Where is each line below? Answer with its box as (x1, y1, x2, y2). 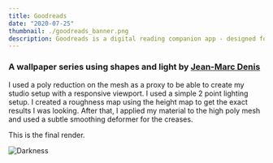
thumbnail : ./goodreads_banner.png (8, 27, 129, 35)
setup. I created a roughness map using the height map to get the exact (8, 97, 248, 106)
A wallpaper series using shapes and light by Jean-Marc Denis (8, 62, 261, 73)
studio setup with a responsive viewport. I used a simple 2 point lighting (8, 88, 249, 98)
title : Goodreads (8, 11, 67, 20)
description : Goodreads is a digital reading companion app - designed (8, 34, 256, 43)
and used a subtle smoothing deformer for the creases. (8, 114, 193, 124)
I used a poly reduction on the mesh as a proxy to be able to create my (8, 79, 245, 89)
